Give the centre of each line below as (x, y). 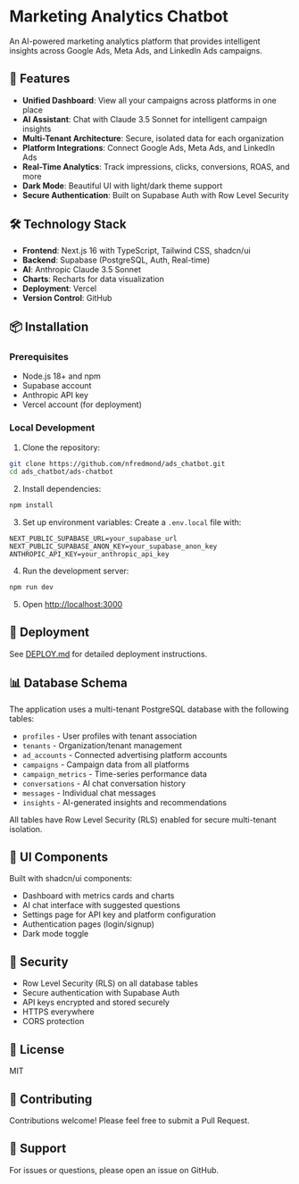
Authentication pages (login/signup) (88, 924)
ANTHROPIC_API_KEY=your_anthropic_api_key (89, 554)
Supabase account (57, 386)
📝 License (37, 1050)
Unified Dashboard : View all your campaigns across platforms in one (149, 100)
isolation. (26, 829)
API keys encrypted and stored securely (96, 1003)
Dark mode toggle (55, 934)
